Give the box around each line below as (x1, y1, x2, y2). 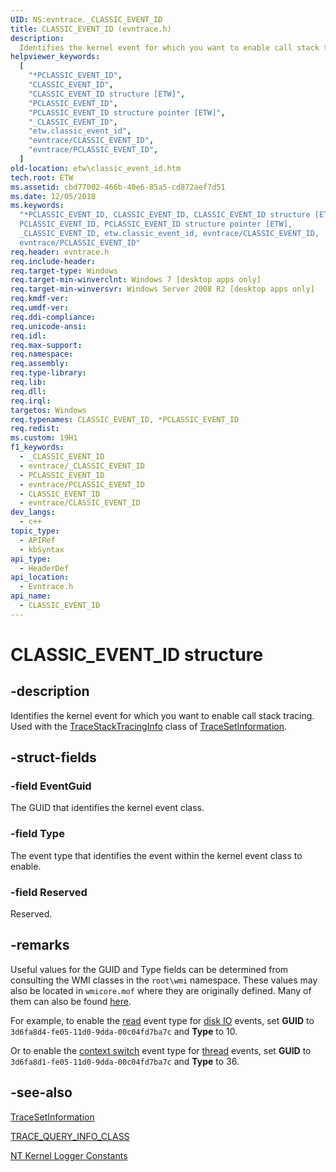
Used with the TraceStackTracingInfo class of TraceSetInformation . (10, 720, 288, 732)
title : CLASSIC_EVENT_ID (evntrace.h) (10, 24, 172, 34)
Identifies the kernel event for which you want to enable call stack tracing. (10, 709, 315, 721)
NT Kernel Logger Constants (10, 1149, 128, 1161)
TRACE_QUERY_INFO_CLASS (10, 1130, 130, 1142)
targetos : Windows (10, 405, 87, 415)
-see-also (10, 1084, 73, 1101)
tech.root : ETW (10, 172, 74, 183)
